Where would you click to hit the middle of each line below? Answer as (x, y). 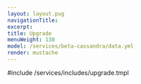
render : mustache (33, 53)
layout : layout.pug (36, 14)
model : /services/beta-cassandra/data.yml (70, 46)
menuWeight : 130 (31, 40)
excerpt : (20, 27)
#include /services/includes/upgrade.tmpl (68, 72)
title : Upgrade (30, 33)
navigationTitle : (33, 20)
